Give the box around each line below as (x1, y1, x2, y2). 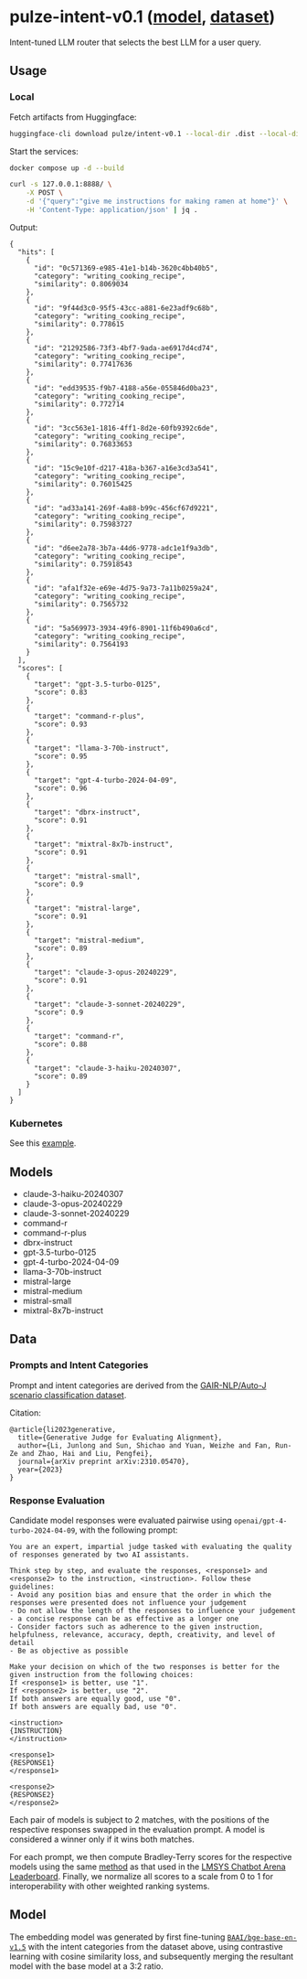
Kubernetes (9, 1117, 63, 1129)
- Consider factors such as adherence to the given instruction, (9, 1621, 263, 1631)
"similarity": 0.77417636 (33, 359, 132, 369)
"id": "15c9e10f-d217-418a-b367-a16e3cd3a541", (33, 464, 219, 473)
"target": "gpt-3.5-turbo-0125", (33, 679, 162, 689)
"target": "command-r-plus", (33, 711, 145, 721)
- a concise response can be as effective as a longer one (9, 1614, 239, 1623)
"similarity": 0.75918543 (33, 560, 132, 569)
